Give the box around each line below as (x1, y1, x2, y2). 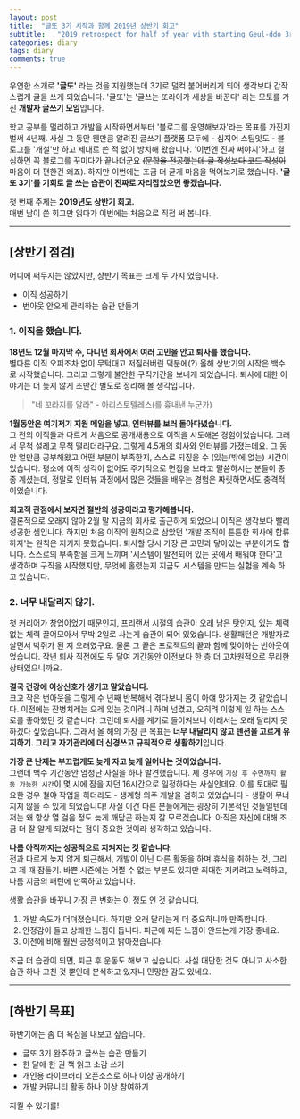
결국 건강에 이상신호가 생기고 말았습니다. (9, 681, 149, 693)
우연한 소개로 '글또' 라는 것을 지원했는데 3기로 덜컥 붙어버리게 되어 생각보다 (9, 80, 272, 90)
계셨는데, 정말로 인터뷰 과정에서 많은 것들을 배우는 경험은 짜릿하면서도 (18, 475, 262, 485)
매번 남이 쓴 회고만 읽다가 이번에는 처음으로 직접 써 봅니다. (9, 207, 212, 218)
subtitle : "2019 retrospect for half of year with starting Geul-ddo (9, 29, 281, 38)
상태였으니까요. (9, 662, 62, 673)
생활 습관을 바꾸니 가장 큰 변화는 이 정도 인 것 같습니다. (9, 895, 199, 905)
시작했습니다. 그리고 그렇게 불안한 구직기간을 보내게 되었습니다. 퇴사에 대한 (18, 369, 279, 380)
